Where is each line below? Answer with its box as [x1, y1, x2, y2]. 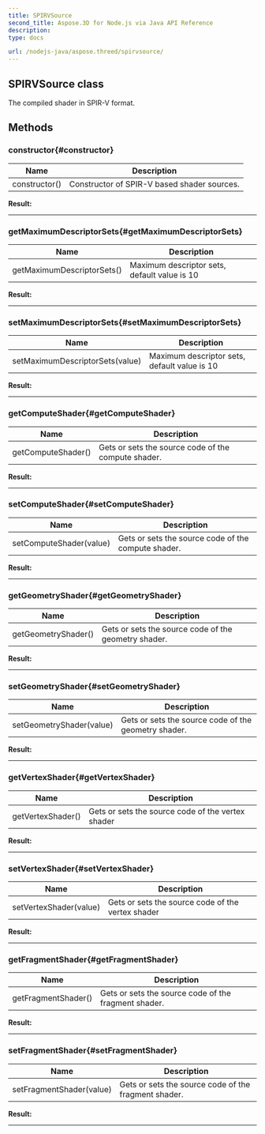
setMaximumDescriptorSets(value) [12, 356, 142, 367]
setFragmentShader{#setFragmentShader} [8, 1045, 177, 1056]
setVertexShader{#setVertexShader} [8, 863, 155, 874]
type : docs [8, 33, 44, 42]
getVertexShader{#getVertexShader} [8, 772, 155, 783]
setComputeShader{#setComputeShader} [8, 499, 175, 510]
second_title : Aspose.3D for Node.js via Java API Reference [8, 19, 214, 27]
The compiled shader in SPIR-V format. [8, 98, 136, 107]
